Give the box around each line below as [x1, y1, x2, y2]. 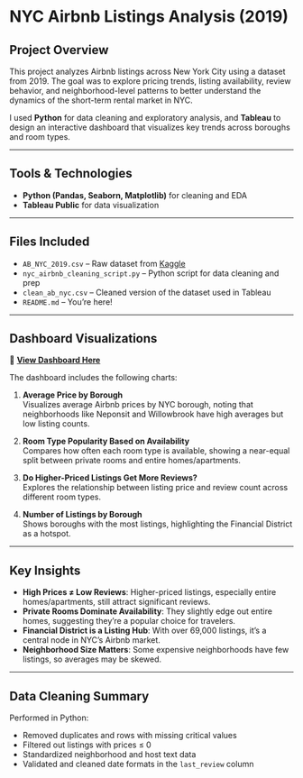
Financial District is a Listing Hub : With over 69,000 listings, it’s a [22, 625, 267, 636]
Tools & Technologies [9, 166, 133, 181]
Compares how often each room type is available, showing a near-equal [22, 445, 290, 456]
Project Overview [9, 42, 109, 58]
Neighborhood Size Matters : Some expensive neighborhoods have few [22, 645, 289, 655]
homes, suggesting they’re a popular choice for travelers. [22, 616, 236, 627]
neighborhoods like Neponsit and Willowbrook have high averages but [22, 408, 284, 420]
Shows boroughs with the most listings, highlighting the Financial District [22, 518, 293, 529]
